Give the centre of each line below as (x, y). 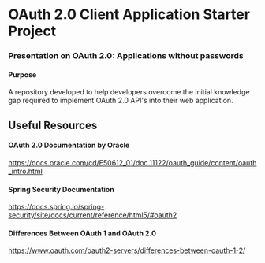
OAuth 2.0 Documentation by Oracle (69, 145)
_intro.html (26, 171)
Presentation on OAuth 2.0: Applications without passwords (126, 56)
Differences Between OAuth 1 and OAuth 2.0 (82, 233)
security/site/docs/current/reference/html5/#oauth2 (93, 215)
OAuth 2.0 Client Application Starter (129, 15)
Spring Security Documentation (61, 189)
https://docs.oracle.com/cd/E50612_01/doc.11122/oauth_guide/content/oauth (132, 162)
